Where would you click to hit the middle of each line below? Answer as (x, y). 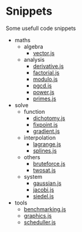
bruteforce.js (49, 163)
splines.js (45, 151)
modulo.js (45, 79)
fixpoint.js (45, 124)
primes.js (44, 99)
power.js (43, 92)
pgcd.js (42, 85)
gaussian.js (47, 183)
